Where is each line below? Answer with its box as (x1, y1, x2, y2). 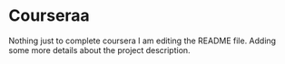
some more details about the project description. (8, 44, 192, 55)
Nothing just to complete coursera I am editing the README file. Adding (8, 35, 277, 46)
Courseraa (8, 5, 90, 26)
